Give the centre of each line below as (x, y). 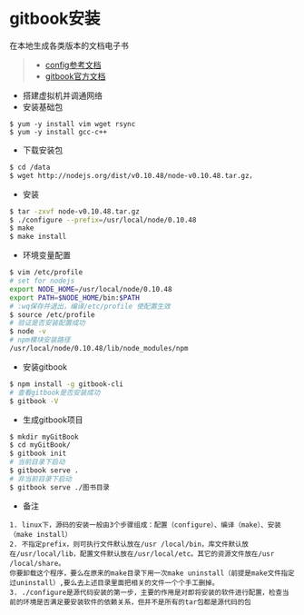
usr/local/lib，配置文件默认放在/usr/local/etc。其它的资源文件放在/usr (147, 554)
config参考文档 (73, 64)
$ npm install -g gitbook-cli (67, 384)
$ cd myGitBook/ (40, 445)
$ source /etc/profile (52, 314)
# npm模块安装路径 (40, 340)
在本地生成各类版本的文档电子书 (69, 45)
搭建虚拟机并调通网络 (62, 95)
